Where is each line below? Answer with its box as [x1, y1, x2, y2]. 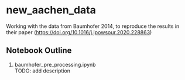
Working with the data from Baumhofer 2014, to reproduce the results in [6, 23, 180, 30]
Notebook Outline [6, 46, 72, 56]
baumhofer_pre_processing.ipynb [14, 61, 96, 68]
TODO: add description [14, 67, 70, 74]
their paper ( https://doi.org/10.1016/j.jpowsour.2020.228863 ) [6, 28, 152, 35]
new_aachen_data [6, 3, 97, 17]
